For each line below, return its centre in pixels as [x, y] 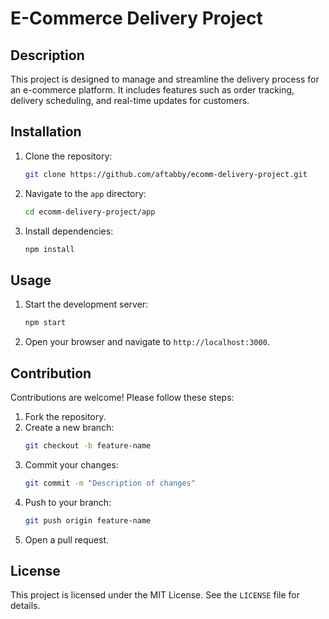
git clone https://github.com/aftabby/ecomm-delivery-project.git [166, 174]
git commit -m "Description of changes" [110, 483]
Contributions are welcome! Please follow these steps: [122, 397]
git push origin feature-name [88, 520]
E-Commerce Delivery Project [136, 18]
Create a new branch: [69, 427]
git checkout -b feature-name [88, 445]
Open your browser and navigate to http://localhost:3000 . [147, 342]
